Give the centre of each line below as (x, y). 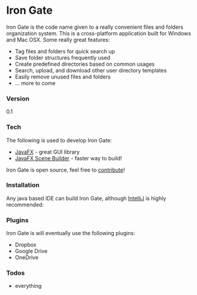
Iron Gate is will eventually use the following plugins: (71, 233)
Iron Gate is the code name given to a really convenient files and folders (95, 27)
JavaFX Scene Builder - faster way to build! (68, 158)
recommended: (25, 205)
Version (18, 98)
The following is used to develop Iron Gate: (59, 140)
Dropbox (26, 245)
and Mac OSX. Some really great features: (58, 39)
